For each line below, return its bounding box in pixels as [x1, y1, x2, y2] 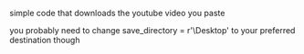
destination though [9, 35, 80, 45]
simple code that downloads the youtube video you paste [9, 8, 225, 18]
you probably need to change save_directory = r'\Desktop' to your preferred [9, 25, 296, 35]
